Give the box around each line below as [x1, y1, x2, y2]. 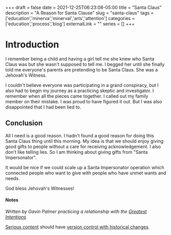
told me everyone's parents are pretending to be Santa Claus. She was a [5, 66, 158, 73]
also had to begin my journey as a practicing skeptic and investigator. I [5, 87, 154, 94]
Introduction [5, 39, 59, 50]
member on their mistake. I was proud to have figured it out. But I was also [5, 98, 162, 104]
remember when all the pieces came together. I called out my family [5, 93, 148, 99]
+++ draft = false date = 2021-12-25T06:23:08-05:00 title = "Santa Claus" [5, 5, 162, 10]
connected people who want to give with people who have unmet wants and [5, 170, 166, 176]
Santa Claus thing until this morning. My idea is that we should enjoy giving [5, 138, 164, 144]
